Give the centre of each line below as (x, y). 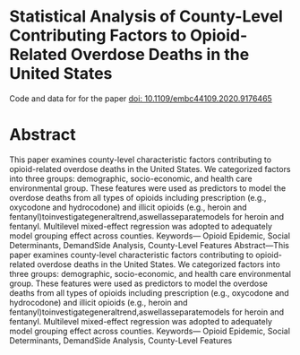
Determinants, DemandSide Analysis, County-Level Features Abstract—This (149, 245)
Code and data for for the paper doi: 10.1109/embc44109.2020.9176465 (141, 98)
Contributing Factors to (98, 35)
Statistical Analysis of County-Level (146, 17)
